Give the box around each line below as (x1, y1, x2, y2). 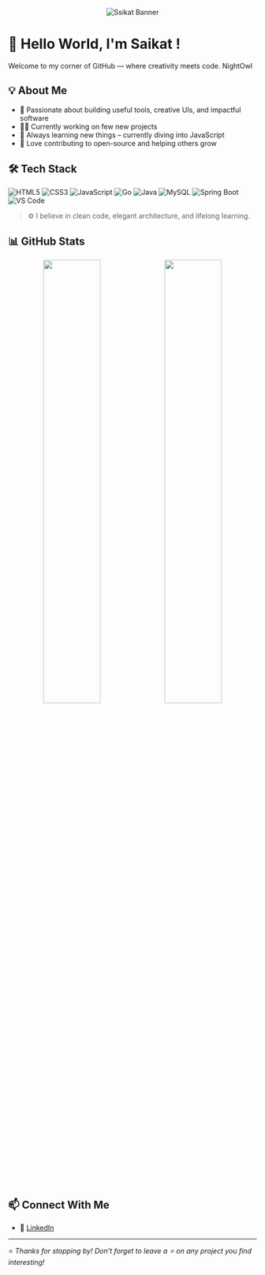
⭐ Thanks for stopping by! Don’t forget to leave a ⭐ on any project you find (8, 1247, 252, 1256)
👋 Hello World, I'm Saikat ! (8, 36, 181, 53)
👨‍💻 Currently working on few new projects (19, 122, 158, 131)
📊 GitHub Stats (8, 234, 85, 248)
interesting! (8, 1258, 45, 1267)
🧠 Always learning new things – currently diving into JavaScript (19, 130, 225, 140)
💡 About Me (8, 84, 68, 98)
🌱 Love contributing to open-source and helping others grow (19, 138, 217, 148)
